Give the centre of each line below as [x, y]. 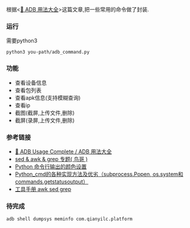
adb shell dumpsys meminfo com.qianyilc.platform [70, 219]
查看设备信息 [31, 82]
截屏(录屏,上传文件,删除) [45, 120]
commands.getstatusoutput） [52, 181]
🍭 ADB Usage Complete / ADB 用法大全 [63, 151]
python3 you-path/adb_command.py [48, 52]
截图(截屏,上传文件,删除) [45, 112]
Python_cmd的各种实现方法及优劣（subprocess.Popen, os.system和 [99, 174]
